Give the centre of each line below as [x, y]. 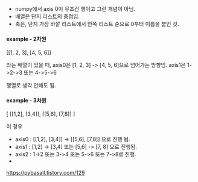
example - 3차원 [26, 100]
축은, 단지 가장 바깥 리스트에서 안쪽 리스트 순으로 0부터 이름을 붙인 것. [97, 24]
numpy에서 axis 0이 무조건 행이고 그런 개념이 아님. [75, 9]
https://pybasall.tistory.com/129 [46, 173]
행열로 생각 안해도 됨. [31, 86]
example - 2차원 [26, 39]
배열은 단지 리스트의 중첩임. [47, 16]
